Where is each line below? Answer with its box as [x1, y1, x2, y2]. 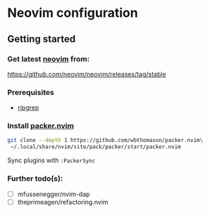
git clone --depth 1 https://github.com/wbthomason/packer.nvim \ [7, 137, 203, 144]
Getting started [7, 33, 76, 45]
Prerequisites [7, 87, 54, 97]
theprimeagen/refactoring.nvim [17, 198, 109, 206]
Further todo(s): [7, 174, 63, 183]
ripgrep [17, 103, 39, 112]
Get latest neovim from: [7, 54, 90, 64]
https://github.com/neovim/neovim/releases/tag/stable [7, 70, 167, 78]
